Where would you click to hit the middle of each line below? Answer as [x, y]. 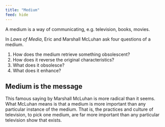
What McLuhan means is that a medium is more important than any [76, 104]
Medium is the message [44, 86]
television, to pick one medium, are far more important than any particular [82, 115]
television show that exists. [34, 120]
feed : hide [17, 15]
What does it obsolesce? [38, 65]
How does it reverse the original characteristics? [63, 59]
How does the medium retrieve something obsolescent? [71, 54]
